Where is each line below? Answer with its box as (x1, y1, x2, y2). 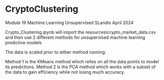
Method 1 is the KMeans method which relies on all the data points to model (5, 58, 159, 64)
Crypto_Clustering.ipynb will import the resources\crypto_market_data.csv (5, 29, 157, 35)
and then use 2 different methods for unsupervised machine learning (5, 34, 146, 40)
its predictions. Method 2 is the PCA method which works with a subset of (5, 64, 156, 70)
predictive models (5, 39, 42, 45)
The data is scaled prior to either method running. (5, 49, 106, 55)
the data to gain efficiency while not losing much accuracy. (5, 69, 125, 75)
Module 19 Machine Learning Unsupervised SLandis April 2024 (5, 20, 134, 26)
